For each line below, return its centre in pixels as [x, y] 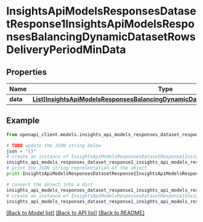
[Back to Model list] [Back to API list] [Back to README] [76, 213]
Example [23, 121]
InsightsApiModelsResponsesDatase [101, 11]
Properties [27, 72]
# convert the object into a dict [50, 184]
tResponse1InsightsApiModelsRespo [101, 24]
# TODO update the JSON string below [54, 145]
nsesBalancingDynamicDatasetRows [101, 37]
